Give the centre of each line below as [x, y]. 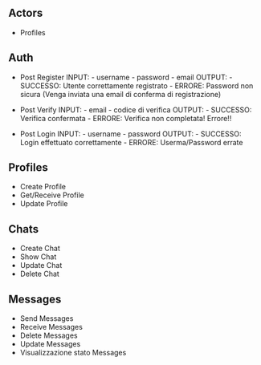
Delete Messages [49, 335]
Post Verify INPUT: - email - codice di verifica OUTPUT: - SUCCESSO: [136, 109]
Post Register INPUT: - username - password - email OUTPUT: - [126, 77]
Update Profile [44, 204]
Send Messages [47, 318]
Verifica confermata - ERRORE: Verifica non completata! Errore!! [126, 118]
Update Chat [41, 266]
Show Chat [38, 257]
